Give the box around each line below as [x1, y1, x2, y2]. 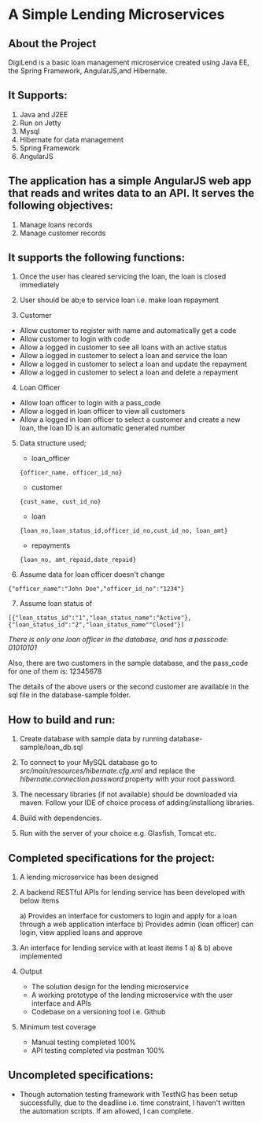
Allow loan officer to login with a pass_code [19, 398, 161, 408]
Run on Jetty [19, 118, 61, 127]
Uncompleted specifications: [8, 1069, 154, 1082]
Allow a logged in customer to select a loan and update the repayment [19, 360, 248, 369]
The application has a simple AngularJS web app [8, 175, 252, 188]
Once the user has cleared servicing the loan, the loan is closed [19, 272, 227, 281]
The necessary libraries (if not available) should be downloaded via [19, 789, 238, 800]
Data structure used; [19, 438, 87, 448]
